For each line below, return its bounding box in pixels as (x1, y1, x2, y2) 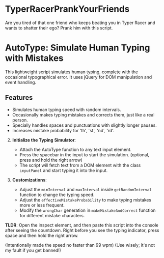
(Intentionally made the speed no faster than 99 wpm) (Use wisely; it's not (5, 242, 155, 248)
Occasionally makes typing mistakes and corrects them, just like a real (12, 112, 155, 117)
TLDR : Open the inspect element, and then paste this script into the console (5, 222, 159, 228)
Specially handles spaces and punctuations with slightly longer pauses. (12, 122, 157, 128)
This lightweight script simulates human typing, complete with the (5, 69, 138, 75)
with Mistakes (5, 53, 64, 64)
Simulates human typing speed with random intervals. (12, 107, 121, 113)
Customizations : (12, 177, 47, 183)
